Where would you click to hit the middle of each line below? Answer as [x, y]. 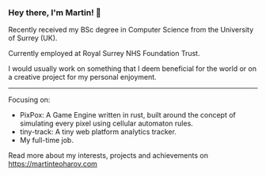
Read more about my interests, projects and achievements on [108, 155]
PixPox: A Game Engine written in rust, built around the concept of [127, 115]
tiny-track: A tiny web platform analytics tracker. [98, 132]
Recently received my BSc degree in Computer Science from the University [131, 30]
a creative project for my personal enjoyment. [82, 77]
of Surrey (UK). [33, 38]
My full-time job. [46, 140]
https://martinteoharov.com [53, 164]
